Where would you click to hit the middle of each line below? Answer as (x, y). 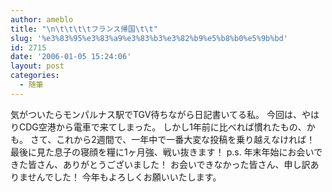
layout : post (37, 66)
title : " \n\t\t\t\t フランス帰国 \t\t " (84, 29)
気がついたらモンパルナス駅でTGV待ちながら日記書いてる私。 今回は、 (156, 114)
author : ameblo (42, 19)
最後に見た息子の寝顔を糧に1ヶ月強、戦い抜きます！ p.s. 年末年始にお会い (162, 152)
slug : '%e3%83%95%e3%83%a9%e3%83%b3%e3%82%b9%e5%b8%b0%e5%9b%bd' (149, 38)
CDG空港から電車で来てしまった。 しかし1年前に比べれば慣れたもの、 (162, 127)
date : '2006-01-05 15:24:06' (71, 57)
